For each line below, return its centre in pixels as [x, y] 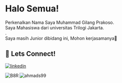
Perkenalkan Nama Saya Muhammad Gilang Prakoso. [60, 22]
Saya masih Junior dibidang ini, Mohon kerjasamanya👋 [61, 38]
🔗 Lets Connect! [30, 54]
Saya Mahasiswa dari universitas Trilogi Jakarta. [55, 27]
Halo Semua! [32, 9]
